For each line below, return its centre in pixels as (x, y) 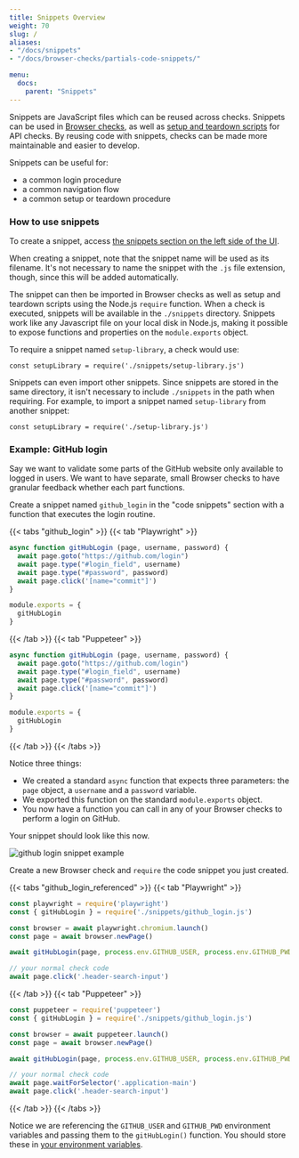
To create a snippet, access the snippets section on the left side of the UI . (145, 240)
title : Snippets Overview (57, 17)
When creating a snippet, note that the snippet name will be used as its (139, 258)
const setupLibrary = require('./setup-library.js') (109, 427)
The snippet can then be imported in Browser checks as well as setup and (145, 294)
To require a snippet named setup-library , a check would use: (125, 349)
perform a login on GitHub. (71, 818)
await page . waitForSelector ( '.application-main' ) (103, 1083)
